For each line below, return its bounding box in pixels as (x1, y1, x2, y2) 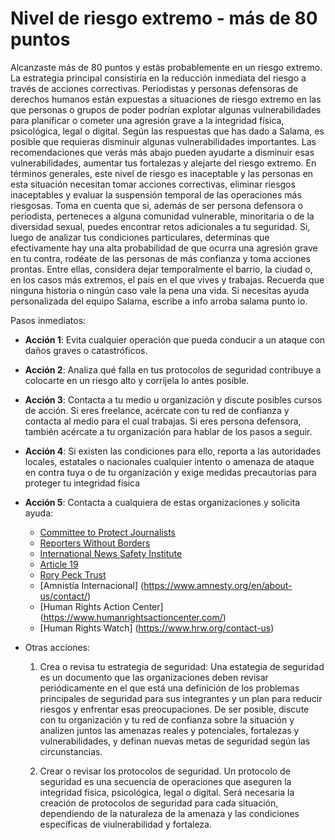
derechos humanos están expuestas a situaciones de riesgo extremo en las (10, 93, 322, 105)
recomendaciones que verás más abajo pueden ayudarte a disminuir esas (10, 146, 315, 158)
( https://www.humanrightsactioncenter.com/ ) (39, 611, 227, 623)
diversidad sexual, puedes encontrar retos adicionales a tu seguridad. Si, (10, 220, 311, 232)
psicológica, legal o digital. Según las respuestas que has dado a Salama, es (10, 125, 325, 137)
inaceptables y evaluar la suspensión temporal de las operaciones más (10, 188, 302, 201)
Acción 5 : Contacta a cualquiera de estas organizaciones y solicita (24, 496, 301, 508)
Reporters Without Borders (39, 537, 151, 549)
